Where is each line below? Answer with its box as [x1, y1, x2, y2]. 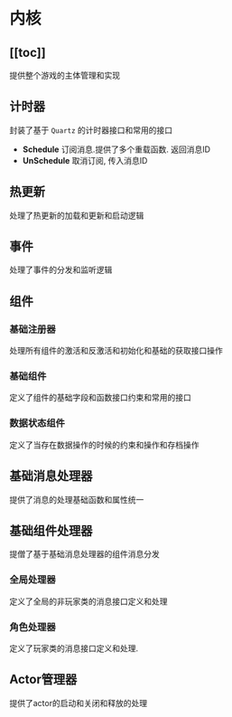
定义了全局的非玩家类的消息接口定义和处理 [9, 596, 168, 607]
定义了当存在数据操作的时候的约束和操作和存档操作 [9, 439, 200, 450]
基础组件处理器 [9, 523, 93, 538]
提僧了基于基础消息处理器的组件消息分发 [9, 549, 160, 560]
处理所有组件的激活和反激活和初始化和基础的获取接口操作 [9, 345, 223, 356]
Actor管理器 [9, 672, 78, 687]
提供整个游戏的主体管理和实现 [9, 70, 120, 80]
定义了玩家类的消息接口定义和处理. [9, 643, 139, 654]
